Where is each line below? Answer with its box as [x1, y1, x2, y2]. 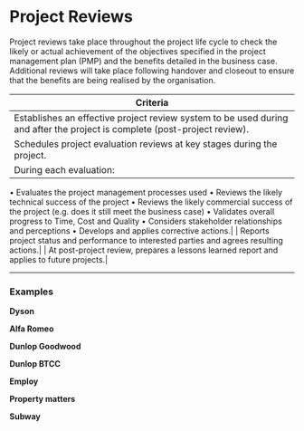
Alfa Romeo [9, 323, 54, 334]
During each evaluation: [14, 163, 115, 176]
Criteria [135, 96, 169, 109]
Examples [9, 285, 54, 298]
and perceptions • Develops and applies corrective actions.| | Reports [9, 225, 270, 236]
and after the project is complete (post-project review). [14, 122, 250, 135]
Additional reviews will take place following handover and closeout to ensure [9, 65, 295, 76]
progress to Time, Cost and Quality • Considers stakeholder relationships [9, 215, 282, 226]
